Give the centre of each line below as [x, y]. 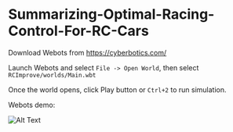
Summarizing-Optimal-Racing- [111, 14]
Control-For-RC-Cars [78, 31]
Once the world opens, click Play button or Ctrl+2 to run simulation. [117, 89]
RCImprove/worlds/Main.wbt [52, 75]
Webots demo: [32, 105]
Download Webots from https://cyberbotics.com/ [87, 52]
